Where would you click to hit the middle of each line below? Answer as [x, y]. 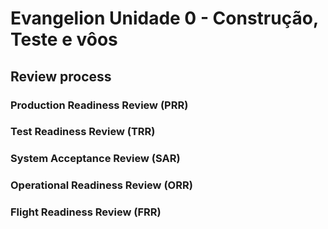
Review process [61, 76]
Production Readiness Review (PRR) [99, 105]
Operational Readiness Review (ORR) [101, 185]
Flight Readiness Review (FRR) [86, 212]
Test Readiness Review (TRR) [83, 132]
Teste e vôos [64, 39]
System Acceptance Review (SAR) [95, 159]
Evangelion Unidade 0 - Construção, [164, 18]
